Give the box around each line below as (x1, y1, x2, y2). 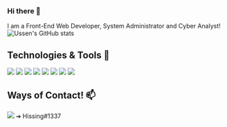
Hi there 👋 (7, 6, 42, 16)
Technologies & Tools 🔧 (7, 49, 110, 61)
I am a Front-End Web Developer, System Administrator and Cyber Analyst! (7, 22, 221, 30)
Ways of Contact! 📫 (7, 89, 96, 101)
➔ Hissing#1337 (15, 112, 62, 120)
